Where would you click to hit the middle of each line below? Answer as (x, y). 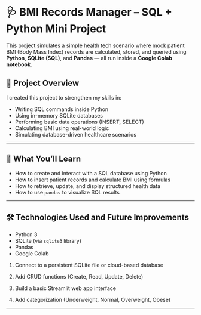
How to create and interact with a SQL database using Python (91, 173)
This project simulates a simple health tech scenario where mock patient (95, 45)
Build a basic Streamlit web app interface (66, 288)
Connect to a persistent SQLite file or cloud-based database (89, 265)
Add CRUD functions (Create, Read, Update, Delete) (79, 277)
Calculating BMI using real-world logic (62, 128)
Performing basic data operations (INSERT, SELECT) (80, 122)
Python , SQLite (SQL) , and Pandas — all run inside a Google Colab (89, 58)
